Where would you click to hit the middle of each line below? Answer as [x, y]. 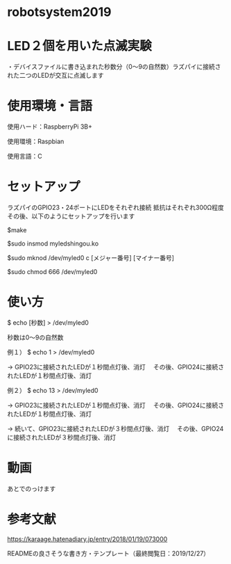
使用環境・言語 [50, 106]
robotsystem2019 [59, 12]
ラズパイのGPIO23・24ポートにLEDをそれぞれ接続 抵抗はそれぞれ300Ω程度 [115, 207]
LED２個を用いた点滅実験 [80, 46]
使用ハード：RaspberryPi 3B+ [50, 127]
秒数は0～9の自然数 [35, 337]
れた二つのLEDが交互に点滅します [55, 75]
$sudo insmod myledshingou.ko [53, 243]
